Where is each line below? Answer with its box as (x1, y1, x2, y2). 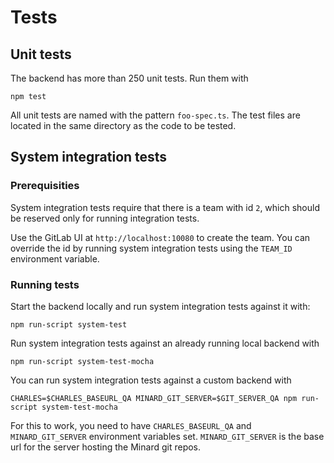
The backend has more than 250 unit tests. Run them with (10, 72, 249, 84)
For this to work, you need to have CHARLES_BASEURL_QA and (10, 419, 252, 431)
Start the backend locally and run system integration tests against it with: (10, 300, 311, 312)
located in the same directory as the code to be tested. (10, 120, 237, 131)
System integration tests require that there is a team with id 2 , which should (10, 201, 321, 213)
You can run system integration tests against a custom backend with (10, 374, 292, 386)
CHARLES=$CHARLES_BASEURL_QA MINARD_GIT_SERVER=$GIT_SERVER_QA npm (10, 393, 298, 403)
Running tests (10, 277, 80, 291)
